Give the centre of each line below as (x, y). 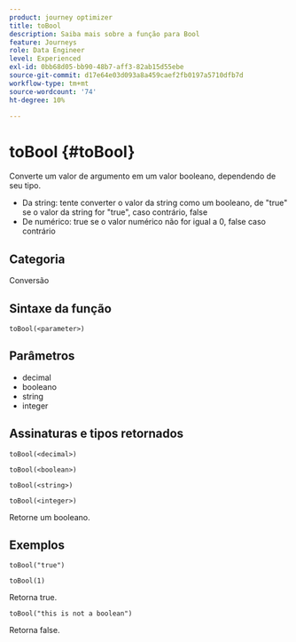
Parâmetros (42, 356)
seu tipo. (25, 186)
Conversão (29, 281)
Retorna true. (33, 598)
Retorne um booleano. (50, 517)
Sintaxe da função (61, 309)
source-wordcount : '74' (53, 91)
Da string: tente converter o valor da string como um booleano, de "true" (155, 203)
